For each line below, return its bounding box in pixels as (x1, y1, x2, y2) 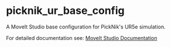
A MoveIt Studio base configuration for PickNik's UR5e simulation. (6, 23, 166, 30)
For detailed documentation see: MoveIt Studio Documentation (6, 34, 158, 41)
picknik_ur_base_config (6, 4, 125, 17)
